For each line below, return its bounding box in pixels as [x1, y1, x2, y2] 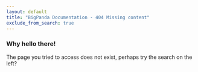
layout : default [6, 8, 47, 15]
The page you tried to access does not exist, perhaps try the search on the [6, 53, 193, 61]
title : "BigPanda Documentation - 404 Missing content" [6, 14, 150, 20]
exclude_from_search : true [6, 20, 74, 26]
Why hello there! [6, 40, 56, 48]
